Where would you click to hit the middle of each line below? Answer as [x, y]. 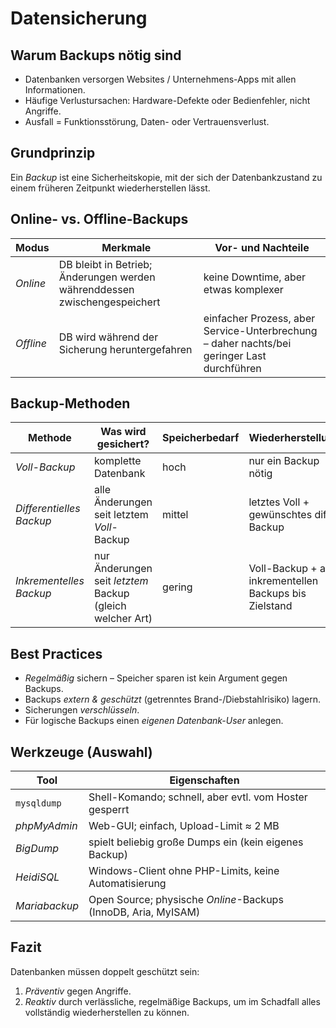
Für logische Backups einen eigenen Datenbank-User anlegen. [154, 721]
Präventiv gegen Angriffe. [78, 991]
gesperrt [109, 810]
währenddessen [96, 289]
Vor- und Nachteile [262, 247]
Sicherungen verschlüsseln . [82, 710]
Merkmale [126, 247]
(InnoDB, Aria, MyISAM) [144, 912]
